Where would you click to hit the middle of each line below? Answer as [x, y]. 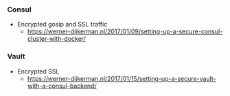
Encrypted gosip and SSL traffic [62, 25]
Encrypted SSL [38, 71]
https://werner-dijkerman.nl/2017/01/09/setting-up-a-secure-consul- [125, 31]
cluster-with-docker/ [56, 39]
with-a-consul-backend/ [62, 86]
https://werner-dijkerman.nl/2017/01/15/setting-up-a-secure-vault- [122, 78]
